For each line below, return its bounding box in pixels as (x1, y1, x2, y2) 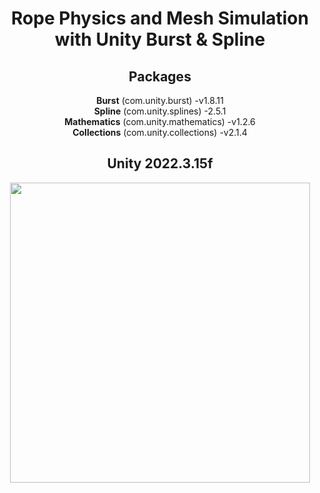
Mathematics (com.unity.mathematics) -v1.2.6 (64, 116, 256, 127)
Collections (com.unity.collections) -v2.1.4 (72, 127, 248, 138)
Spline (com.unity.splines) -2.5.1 (93, 105, 227, 117)
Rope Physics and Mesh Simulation (11, 7, 309, 30)
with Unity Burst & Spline (54, 28, 266, 51)
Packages (128, 68, 192, 85)
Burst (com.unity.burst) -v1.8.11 (96, 95, 224, 106)
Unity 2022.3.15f (106, 155, 214, 172)
